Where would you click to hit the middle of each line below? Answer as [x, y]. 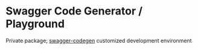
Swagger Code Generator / [74, 11]
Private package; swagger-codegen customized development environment [99, 40]
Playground [35, 24]
